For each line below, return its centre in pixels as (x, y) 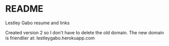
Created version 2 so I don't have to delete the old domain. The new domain (84, 32)
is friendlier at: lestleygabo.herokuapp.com (50, 38)
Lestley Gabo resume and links (38, 23)
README (24, 9)
